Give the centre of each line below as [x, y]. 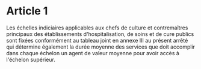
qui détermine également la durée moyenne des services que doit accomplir [101, 47]
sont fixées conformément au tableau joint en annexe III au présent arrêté [97, 40]
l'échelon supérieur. [31, 59]
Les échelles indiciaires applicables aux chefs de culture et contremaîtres [97, 28]
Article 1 [27, 11]
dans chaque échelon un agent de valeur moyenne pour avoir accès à [93, 53]
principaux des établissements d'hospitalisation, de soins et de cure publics [100, 34]
